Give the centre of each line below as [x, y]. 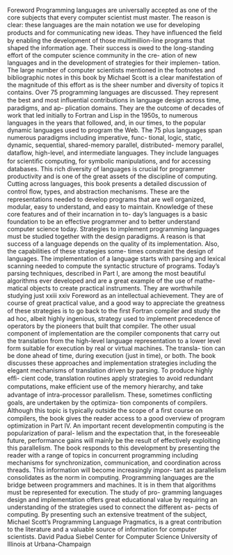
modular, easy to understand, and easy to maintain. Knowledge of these [110, 207]
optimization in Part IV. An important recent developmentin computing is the [116, 425]
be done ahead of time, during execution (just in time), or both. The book [112, 355]
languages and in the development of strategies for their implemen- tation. [114, 63]
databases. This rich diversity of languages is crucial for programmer [106, 169]
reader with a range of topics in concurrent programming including [103, 455]
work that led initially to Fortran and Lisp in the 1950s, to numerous [103, 115]
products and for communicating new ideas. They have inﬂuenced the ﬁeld [115, 33]
